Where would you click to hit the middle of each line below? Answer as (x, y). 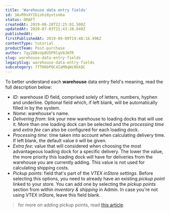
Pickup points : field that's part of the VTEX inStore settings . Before (83, 173)
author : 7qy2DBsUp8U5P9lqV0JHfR (40, 53)
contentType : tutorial (29, 44)
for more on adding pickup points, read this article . (71, 205)
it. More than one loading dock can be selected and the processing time (88, 124)
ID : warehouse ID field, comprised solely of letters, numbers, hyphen (85, 97)
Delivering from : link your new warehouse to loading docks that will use (88, 119)
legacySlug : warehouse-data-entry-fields (50, 62)
